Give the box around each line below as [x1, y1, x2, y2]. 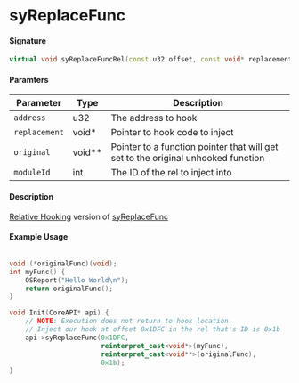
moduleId [13, 167, 51, 178]
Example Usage [9, 232, 69, 242]
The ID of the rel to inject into [110, 167, 232, 179]
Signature [9, 35, 47, 45]
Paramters [9, 74, 49, 85]
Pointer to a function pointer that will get [110, 141, 279, 153]
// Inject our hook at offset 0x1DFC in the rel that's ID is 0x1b [25, 325, 280, 334]
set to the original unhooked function [110, 152, 265, 165]
